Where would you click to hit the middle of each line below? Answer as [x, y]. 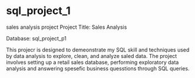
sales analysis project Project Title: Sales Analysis [67, 27]
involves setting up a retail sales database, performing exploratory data [92, 62]
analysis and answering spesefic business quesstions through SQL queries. [98, 68]
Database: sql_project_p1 [36, 38]
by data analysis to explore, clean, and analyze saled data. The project [92, 56]
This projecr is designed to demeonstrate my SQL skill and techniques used [98, 50]
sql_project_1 [38, 11]
